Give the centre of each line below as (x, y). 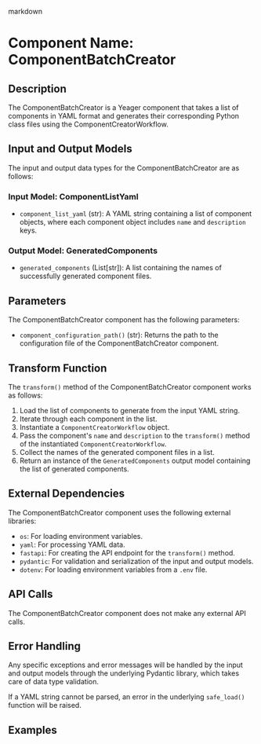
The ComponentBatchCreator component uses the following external (120, 512)
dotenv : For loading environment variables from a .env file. (113, 570)
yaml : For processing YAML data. (72, 544)
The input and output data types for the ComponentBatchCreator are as (124, 167)
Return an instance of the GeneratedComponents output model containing (135, 461)
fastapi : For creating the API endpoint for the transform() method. (127, 552)
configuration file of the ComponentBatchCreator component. (119, 343)
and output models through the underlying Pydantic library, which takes (124, 673)
